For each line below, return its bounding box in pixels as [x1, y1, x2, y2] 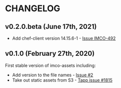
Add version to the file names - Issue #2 [12, 72, 94, 78]
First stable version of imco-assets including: [5, 62, 96, 68]
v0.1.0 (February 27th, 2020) [5, 49, 95, 58]
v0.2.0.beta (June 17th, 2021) [5, 22, 97, 31]
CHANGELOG [5, 3, 60, 14]
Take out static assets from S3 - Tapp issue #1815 [12, 77, 113, 83]
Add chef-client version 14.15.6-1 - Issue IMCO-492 [12, 35, 116, 41]
